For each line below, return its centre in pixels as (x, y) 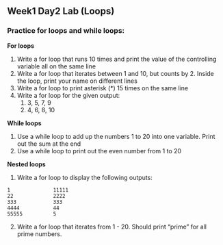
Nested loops (26, 164)
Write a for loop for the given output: (68, 95)
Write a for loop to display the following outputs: (84, 177)
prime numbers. (39, 234)
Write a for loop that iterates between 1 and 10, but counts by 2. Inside (115, 73)
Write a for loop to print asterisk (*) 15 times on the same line (103, 88)
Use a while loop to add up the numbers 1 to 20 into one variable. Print (116, 136)
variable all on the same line (56, 66)
